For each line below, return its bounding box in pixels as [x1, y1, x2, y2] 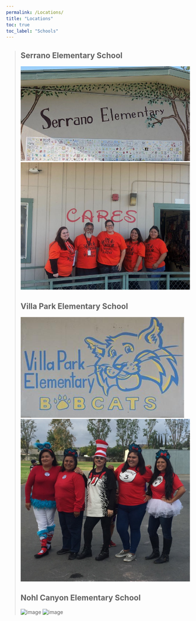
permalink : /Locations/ [6, 9, 64, 15]
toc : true [6, 22, 30, 28]
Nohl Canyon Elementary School [20, 593, 141, 603]
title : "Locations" [6, 15, 54, 22]
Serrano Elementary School [20, 50, 123, 60]
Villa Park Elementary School [20, 301, 128, 311]
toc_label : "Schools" [6, 28, 59, 34]
